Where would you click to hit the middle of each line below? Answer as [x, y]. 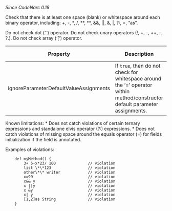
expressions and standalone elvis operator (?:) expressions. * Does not [80, 129]
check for [126, 72]
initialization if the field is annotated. [44, 140]
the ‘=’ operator [134, 85]
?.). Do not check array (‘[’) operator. [44, 38]
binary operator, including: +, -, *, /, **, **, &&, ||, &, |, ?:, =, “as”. [72, 23]
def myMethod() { [33, 159]
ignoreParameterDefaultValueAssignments [59, 88]
